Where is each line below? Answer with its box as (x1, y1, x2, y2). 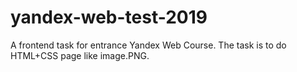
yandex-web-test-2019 (10, 6, 208, 29)
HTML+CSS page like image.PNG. (10, 49, 150, 61)
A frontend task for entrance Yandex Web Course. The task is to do (10, 39, 287, 51)
